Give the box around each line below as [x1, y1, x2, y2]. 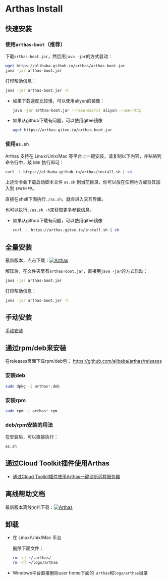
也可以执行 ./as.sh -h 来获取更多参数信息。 [5, 207, 94, 213]
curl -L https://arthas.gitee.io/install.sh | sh [12, 228, 120, 233]
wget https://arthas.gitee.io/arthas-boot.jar [12, 127, 113, 133]
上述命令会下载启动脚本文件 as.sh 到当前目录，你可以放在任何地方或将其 [5, 179, 156, 185]
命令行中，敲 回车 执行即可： [5, 159, 64, 165]
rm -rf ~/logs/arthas [12, 560, 59, 565]
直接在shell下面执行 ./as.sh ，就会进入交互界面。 [5, 196, 106, 202]
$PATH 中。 [15, 185, 37, 191]
